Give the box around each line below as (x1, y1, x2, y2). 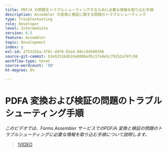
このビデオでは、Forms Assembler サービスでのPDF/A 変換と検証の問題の (5, 125, 158, 131)
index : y (5, 44, 24, 49)
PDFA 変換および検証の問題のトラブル (5, 95, 162, 106)
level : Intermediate (5, 26, 49, 31)
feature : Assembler (5, 35, 46, 40)
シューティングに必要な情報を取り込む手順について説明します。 (18, 131, 149, 137)
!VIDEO (17, 141, 33, 147)
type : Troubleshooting (5, 16, 53, 21)
